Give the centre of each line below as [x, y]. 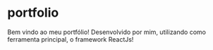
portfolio [33, 13]
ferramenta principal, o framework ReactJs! [71, 39]
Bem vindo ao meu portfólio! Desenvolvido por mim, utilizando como [107, 32]
